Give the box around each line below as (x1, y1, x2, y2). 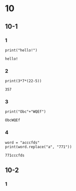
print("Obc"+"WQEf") (5, 109, 47, 114)
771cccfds (5, 153, 25, 158)
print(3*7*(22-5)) (5, 79, 42, 84)
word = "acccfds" (5, 140, 40, 145)
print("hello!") (5, 48, 38, 52)
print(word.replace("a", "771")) (5, 144, 72, 149)
